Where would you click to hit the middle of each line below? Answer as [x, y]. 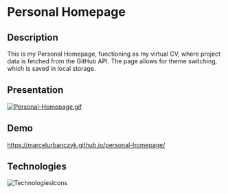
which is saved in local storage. [52, 68]
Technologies [37, 167]
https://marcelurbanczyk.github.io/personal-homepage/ [86, 144]
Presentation [35, 90]
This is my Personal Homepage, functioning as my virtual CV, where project [114, 54]
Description [33, 37]
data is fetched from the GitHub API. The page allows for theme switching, [112, 61]
